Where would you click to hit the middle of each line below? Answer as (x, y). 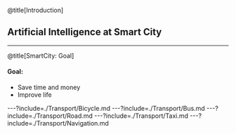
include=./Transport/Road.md (50, 116)
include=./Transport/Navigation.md (58, 123)
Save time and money (49, 88)
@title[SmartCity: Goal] (41, 55)
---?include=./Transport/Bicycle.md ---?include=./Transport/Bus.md (106, 109)
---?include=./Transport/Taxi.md (141, 116)
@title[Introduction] (35, 10)
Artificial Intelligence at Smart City (85, 32)
